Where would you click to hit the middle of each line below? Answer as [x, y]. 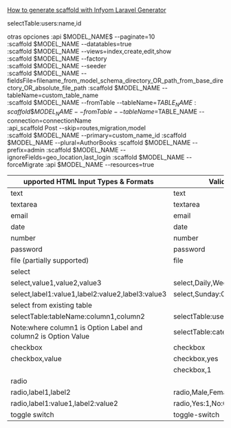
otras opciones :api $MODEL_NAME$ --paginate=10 [81, 37]
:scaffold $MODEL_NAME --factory [57, 59]
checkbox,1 [192, 369]
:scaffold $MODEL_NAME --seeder [57, 66]
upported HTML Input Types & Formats [88, 181]
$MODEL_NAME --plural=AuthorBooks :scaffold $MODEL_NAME [99, 142]
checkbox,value [36, 358]
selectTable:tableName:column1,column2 [78, 316]
